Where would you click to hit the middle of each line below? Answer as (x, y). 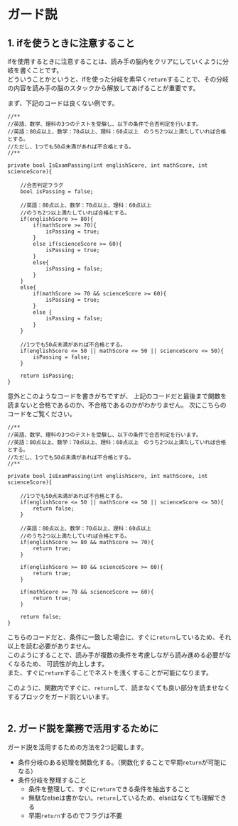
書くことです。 (41, 70)
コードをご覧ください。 (42, 414)
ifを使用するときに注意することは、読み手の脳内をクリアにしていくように (115, 61)
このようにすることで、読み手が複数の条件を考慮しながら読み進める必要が (116, 655)
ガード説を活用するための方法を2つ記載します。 (77, 747)
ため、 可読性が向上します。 (67, 664)
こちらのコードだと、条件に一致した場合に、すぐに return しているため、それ (119, 637)
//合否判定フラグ (42, 185)
